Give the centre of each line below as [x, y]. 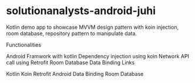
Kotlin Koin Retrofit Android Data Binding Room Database [75, 74]
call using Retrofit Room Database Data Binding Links [70, 62]
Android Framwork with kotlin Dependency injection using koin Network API [98, 56]
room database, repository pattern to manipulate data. [71, 33]
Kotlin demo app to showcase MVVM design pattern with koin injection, [93, 27]
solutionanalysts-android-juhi [81, 11]
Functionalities [24, 45]
